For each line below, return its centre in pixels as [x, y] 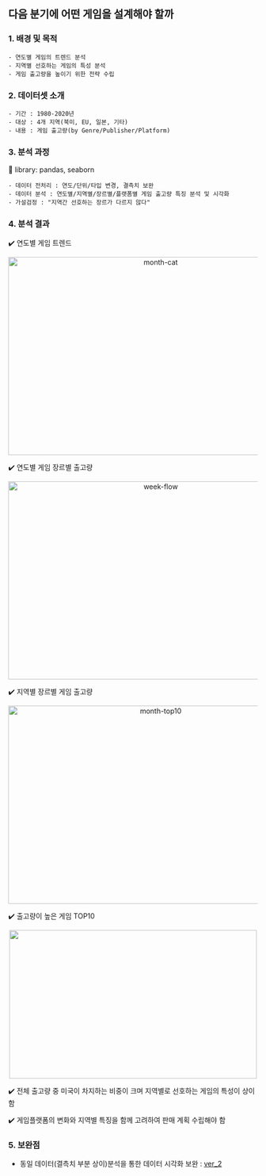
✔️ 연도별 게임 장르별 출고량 [51, 467]
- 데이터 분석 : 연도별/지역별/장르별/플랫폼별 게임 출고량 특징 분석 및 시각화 [119, 194]
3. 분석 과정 [29, 151]
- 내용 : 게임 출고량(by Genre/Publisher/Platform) [89, 130]
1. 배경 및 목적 [33, 39]
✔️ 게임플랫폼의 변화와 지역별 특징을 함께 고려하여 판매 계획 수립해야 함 [117, 1120]
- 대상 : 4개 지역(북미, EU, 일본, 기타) [68, 122]
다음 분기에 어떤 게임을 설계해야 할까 [91, 14]
